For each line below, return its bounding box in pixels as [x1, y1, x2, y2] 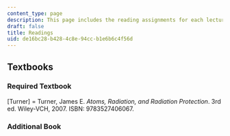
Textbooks [7, 61, 53, 73]
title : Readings [7, 29, 53, 36]
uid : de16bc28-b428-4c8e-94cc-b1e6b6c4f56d [7, 36, 133, 43]
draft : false [7, 23, 44, 30]
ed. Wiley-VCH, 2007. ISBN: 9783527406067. [7, 104, 135, 113]
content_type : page [7, 10, 63, 17]
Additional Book [7, 122, 62, 131]
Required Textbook [7, 82, 72, 91]
